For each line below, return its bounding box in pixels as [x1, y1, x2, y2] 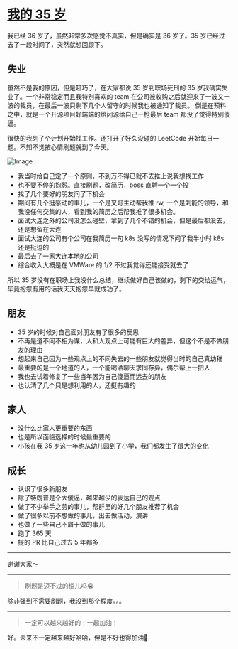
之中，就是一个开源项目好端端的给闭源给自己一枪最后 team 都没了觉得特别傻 [7, 109, 230, 118]
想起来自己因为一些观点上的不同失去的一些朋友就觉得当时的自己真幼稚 [17, 354, 223, 363]
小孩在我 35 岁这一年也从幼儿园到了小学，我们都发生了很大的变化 [17, 441, 209, 450]
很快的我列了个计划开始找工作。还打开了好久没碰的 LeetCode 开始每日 [7, 134, 214, 142]
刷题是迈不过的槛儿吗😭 [24, 581, 95, 590]
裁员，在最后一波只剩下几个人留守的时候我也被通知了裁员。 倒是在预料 [19, 101, 227, 109]
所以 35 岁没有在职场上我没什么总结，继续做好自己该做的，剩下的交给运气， [7, 275, 229, 284]
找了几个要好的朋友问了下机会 [17, 189, 105, 198]
